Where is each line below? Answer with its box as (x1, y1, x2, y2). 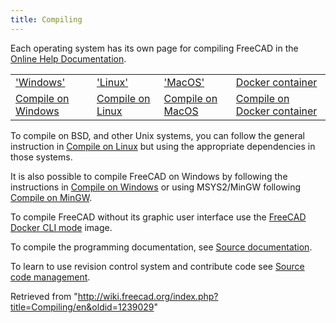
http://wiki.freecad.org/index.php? (77, 290, 219, 302)
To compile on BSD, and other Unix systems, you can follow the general (10, 129, 305, 141)
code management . (10, 271, 91, 283)
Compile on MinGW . (10, 191, 93, 203)
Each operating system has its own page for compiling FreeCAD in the (10, 42, 299, 54)
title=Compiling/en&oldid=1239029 (10, 301, 155, 313)
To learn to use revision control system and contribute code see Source (10, 260, 305, 272)
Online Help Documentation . (10, 52, 127, 65)
